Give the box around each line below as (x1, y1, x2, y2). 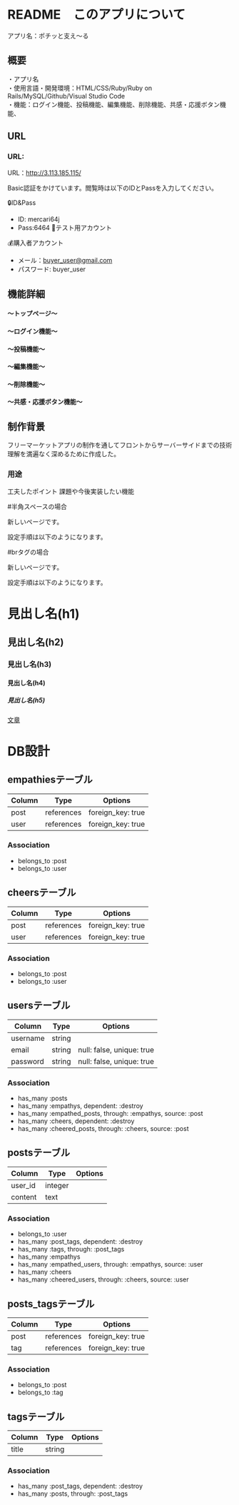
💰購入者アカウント (7, 238, 64, 247)
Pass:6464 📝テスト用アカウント (17, 223, 112, 232)
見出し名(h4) (7, 678, 46, 687)
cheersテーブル (7, 887, 76, 899)
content (11, 1192, 37, 1202)
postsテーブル (7, 1147, 70, 1159)
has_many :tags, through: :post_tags (17, 1245, 125, 1254)
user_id (11, 1180, 36, 1190)
